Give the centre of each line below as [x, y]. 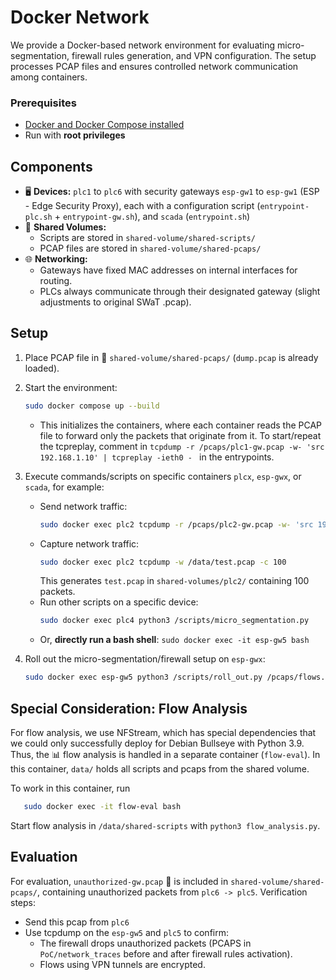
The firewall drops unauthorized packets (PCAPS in [145, 943]
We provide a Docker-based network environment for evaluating [143, 45]
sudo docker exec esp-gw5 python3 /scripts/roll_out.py [143, 677]
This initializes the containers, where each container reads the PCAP [181, 425]
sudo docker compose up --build [92, 406]
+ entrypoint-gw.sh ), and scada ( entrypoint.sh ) [152, 217]
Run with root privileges [75, 135]
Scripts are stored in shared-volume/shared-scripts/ [147, 238]
